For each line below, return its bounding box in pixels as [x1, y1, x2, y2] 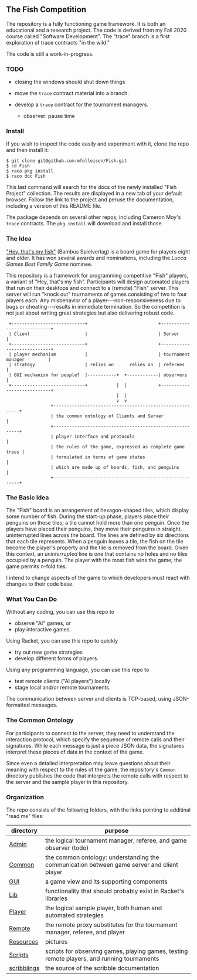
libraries [45, 894, 68, 903]
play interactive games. [14, 626, 72, 633]
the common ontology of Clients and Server [56, 413, 164, 419]
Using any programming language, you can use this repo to [6, 666, 150, 674]
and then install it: [6, 147, 49, 154]
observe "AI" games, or [14, 620, 72, 627]
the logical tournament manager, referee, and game [45, 836, 187, 844]
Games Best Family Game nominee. [6, 261, 93, 268]
